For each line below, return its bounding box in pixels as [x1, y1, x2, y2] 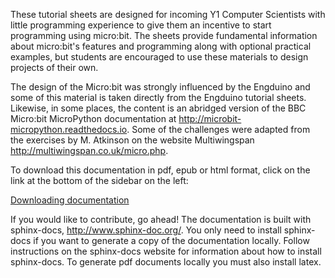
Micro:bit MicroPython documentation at [10, 113, 177, 124]
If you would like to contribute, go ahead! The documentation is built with [10, 214, 312, 225]
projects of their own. [10, 62, 99, 73]
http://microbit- [178, 113, 242, 124]
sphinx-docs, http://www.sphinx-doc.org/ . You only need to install [10, 224, 282, 236]
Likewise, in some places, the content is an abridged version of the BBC [10, 102, 307, 114]
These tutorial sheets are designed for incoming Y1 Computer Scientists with [10, 9, 326, 20]
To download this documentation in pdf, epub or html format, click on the [10, 164, 311, 176]
